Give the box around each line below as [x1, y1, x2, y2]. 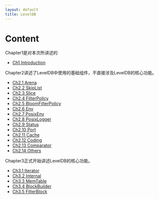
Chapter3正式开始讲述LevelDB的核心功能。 [5, 158, 93, 164]
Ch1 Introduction [12, 60, 46, 66]
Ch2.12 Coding [12, 137, 42, 143]
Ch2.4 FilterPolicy [12, 96, 49, 101]
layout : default [5, 7, 38, 12]
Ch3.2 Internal [12, 173, 41, 179]
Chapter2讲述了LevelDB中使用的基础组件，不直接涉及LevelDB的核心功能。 [5, 70, 157, 76]
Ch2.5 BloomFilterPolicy [12, 100, 62, 106]
